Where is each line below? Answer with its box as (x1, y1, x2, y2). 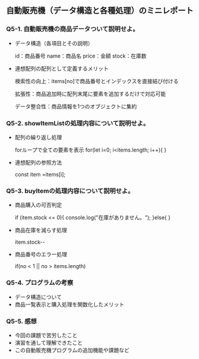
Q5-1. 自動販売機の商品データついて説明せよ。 (6, 25, 139, 33)
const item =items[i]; (14, 171, 66, 178)
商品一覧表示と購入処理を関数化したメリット (14, 301, 125, 308)
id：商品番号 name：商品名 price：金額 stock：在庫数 (14, 52, 147, 59)
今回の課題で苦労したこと (14, 332, 78, 339)
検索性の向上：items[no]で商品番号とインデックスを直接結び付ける (14, 77, 179, 84)
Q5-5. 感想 (6, 317, 37, 325)
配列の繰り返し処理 (14, 133, 62, 141)
